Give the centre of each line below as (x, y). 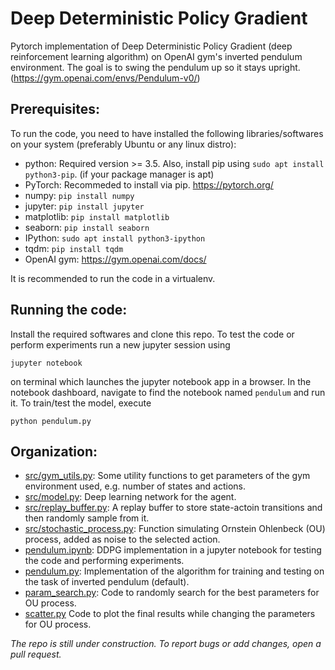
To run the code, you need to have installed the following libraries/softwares (167, 133)
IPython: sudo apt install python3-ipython (115, 238)
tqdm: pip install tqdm (74, 248)
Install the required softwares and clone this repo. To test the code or (152, 334)
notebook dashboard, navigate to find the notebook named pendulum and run (168, 392)
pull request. (36, 654)
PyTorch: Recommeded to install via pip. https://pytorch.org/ (149, 184)
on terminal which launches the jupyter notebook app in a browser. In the (161, 381)
